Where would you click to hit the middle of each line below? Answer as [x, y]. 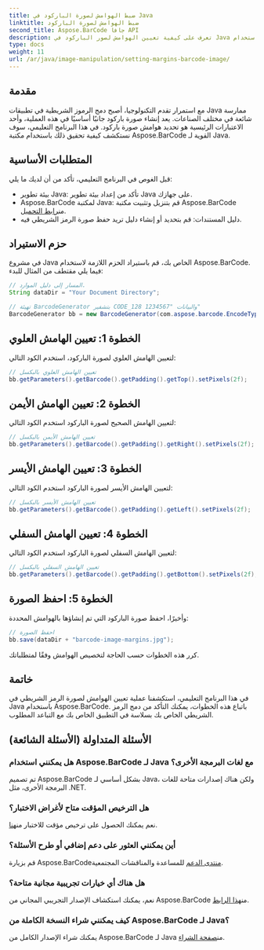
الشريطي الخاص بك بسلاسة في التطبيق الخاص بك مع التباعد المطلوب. [111, 715]
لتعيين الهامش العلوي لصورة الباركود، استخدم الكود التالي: [92, 358]
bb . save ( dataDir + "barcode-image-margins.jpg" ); [92, 640]
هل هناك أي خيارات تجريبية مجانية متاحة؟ [77, 882]
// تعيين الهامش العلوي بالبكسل [53, 372]
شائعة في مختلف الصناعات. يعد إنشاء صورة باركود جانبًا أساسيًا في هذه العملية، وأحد [130, 118]
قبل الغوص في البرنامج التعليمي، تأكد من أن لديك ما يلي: [91, 178]
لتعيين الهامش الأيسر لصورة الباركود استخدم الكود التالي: [91, 487]
